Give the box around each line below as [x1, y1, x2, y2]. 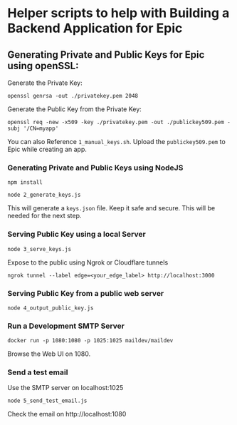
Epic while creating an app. [7, 145, 88, 153]
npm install [7, 179, 43, 186]
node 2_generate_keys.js [7, 191, 81, 199]
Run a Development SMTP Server [7, 321, 125, 331]
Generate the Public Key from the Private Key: [7, 105, 142, 113]
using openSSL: [7, 59, 79, 72]
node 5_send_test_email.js [7, 397, 88, 404]
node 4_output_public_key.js [7, 304, 94, 312]
